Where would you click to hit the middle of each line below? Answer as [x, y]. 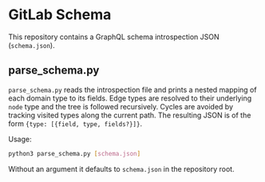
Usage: [20, 139]
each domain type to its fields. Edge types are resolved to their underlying [130, 98]
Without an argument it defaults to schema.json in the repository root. [121, 168]
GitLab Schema [60, 15]
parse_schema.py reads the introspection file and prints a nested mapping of [132, 89]
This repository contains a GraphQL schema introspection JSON [114, 37]
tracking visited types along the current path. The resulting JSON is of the [130, 115]
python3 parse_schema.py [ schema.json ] [75, 153]
